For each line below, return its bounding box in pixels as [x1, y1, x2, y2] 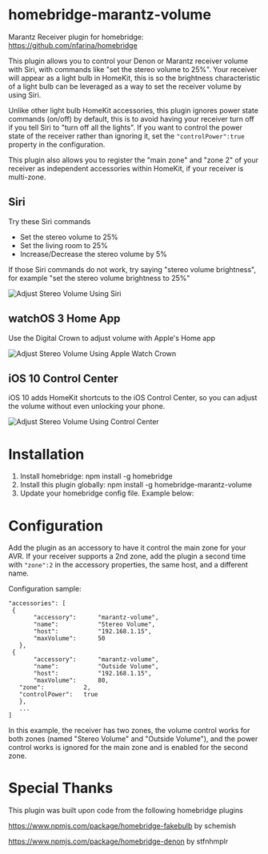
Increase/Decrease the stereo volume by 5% [19, 249, 168, 259]
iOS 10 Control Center [8, 371, 118, 385]
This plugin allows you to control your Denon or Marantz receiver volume [8, 56, 249, 66]
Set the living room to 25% [19, 240, 108, 250]
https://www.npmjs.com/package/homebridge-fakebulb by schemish [8, 821, 237, 831]
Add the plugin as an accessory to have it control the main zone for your [8, 543, 246, 553]
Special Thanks [8, 779, 114, 797]
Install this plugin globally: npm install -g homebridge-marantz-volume [19, 480, 252, 490]
